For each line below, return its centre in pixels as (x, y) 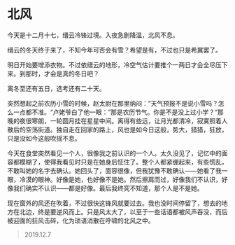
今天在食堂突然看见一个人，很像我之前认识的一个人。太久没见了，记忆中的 (114, 153)
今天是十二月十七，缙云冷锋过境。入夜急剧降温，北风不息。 (93, 35)
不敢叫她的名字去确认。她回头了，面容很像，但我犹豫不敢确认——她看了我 (114, 170)
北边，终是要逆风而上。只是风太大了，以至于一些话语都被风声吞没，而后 (123, 211)
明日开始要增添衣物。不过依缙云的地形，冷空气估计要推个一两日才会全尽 (111, 64)
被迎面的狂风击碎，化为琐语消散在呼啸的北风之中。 (81, 220)
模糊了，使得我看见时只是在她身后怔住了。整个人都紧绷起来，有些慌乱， (123, 162)
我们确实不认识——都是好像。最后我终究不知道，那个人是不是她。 (108, 188)
